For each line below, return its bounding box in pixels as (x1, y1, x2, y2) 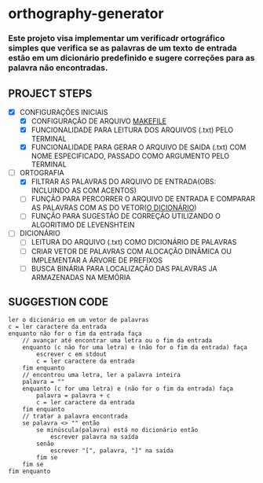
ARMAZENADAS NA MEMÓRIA (31, 272, 131, 282)
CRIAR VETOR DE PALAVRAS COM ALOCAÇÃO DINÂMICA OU (31, 246, 232, 256)
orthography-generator (8, 5, 164, 23)
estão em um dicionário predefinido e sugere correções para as (8, 53, 255, 64)
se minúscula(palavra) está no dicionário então (36, 426, 199, 434)
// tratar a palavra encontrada (22, 412, 128, 421)
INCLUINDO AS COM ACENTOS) (31, 186, 137, 195)
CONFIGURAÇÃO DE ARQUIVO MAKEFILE (31, 116, 167, 126)
